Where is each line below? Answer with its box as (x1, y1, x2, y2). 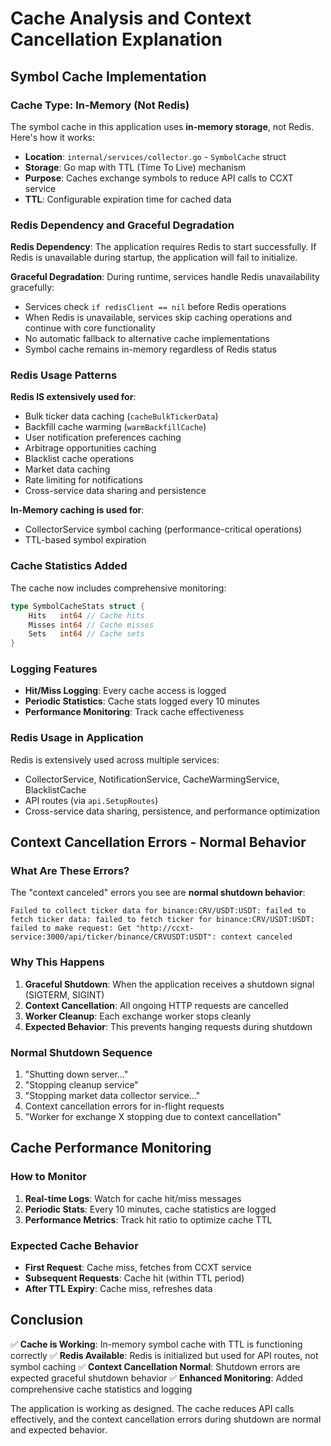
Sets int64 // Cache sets (28, 629, 145, 639)
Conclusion (10, 1312, 84, 1329)
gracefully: (10, 282, 55, 294)
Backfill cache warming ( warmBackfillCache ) (24, 421, 207, 433)
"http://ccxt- (135, 923, 195, 934)
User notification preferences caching (24, 432, 182, 444)
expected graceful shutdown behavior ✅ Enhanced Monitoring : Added (10, 1372, 303, 1384)
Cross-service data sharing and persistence (24, 485, 207, 497)
